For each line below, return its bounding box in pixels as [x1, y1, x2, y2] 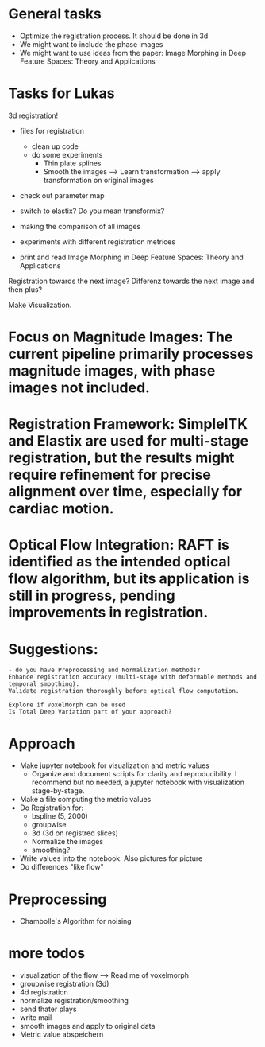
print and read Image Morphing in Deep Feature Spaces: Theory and [19, 252, 244, 262]
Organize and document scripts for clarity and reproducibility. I [31, 769, 237, 779]
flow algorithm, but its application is [8, 570, 250, 588]
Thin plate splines [43, 158, 102, 168]
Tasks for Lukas [8, 84, 115, 103]
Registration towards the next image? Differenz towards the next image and [8, 276, 255, 286]
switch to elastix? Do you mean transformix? [19, 206, 165, 216]
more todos [8, 944, 86, 963]
